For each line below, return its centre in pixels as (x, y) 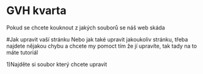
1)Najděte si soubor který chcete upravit (57, 64)
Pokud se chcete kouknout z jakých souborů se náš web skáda (86, 28)
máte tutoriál (22, 52)
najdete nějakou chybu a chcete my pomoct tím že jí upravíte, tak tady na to (102, 46)
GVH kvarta (36, 11)
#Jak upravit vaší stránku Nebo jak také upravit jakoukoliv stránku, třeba (97, 39)
